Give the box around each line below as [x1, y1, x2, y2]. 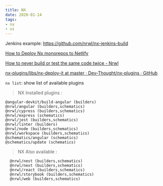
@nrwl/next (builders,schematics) [10, 163, 83, 168]
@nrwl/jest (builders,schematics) [5, 118, 79, 123]
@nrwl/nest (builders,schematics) [10, 158, 83, 164]
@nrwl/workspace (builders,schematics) [5, 131, 90, 136]
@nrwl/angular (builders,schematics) [5, 104, 85, 110]
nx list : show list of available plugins [5, 80, 84, 86]
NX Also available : [17, 149, 57, 155]
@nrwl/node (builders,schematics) [5, 126, 79, 131]
